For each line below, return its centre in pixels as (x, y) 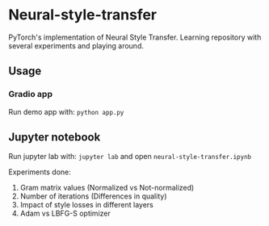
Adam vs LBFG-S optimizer (65, 213)
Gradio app (30, 94)
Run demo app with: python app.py (66, 111)
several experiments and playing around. (76, 45)
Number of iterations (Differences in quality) (93, 196)
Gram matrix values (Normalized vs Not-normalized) (107, 188)
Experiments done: (40, 172)
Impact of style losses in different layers (86, 205)
